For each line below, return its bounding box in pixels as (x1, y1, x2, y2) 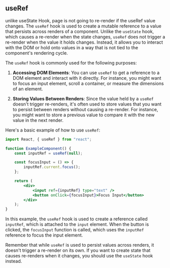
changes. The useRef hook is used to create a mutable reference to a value (5, 23, 161, 29)
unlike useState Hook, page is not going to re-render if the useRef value (5, 17, 156, 23)
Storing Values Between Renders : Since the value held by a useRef (12, 95, 154, 102)
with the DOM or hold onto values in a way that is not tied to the (5, 44, 139, 50)
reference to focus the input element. (5, 232, 83, 238)
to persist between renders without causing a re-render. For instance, (12, 106, 158, 112)
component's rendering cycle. (5, 50, 69, 56)
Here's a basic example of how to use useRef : (5, 127, 100, 133)
